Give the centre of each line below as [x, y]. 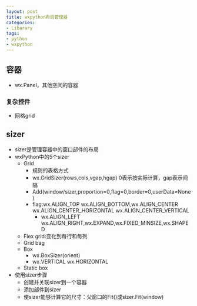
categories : [21, 22]
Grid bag [34, 242]
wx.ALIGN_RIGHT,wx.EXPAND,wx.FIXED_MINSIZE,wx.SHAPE [115, 223]
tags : [13, 34]
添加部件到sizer [42, 290]
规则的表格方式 [50, 170]
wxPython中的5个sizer [42, 157]
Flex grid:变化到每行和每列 [55, 236]
